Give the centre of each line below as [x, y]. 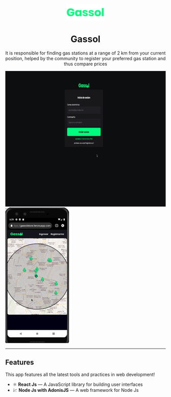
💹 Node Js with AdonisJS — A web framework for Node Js [76, 390]
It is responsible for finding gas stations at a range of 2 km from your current [85, 53]
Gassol [85, 39]
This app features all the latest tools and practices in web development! [80, 375]
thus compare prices [85, 64]
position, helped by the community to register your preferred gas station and [85, 59]
